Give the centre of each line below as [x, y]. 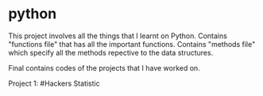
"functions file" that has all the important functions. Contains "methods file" [132, 44]
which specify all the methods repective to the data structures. [111, 52]
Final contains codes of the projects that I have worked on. [104, 67]
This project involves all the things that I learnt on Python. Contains [118, 36]
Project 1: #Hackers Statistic [54, 83]
